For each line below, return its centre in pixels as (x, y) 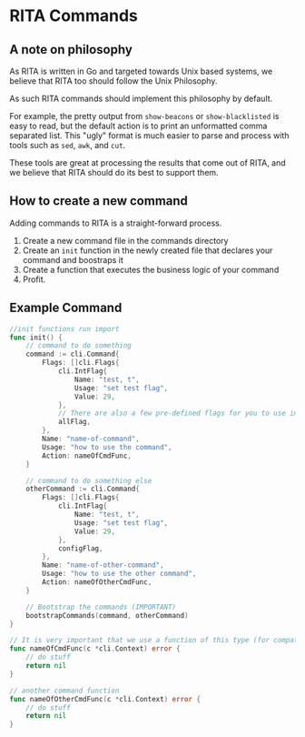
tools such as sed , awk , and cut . (68, 145)
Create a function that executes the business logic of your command (151, 269)
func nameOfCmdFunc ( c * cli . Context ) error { (95, 649)
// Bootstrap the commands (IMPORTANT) (101, 607)
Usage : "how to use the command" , (107, 447)
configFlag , (80, 548)
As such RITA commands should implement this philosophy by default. (141, 98)
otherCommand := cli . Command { (83, 489)
